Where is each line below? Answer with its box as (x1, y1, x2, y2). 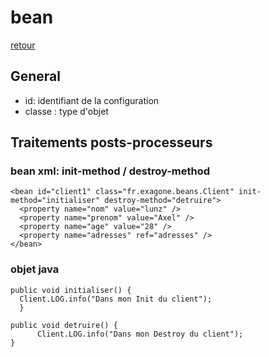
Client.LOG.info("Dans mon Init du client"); (19, 294, 213, 304)
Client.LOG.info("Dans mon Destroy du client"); (36, 329, 244, 339)
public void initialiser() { (10, 285, 132, 295)
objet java (10, 262, 60, 276)
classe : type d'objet (24, 105, 109, 117)
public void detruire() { (10, 320, 118, 330)
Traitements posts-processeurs (10, 134, 213, 151)
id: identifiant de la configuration (24, 94, 160, 106)
